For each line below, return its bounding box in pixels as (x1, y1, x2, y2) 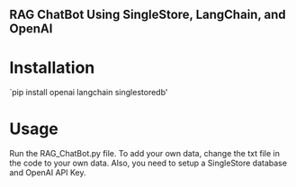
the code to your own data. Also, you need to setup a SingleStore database (9, 157, 288, 169)
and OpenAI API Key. (9, 167, 87, 178)
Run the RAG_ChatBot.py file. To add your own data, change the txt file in (9, 148, 281, 159)
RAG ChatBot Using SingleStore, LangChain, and (9, 7, 286, 22)
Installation (9, 58, 95, 77)
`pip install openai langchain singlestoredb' (9, 87, 168, 98)
